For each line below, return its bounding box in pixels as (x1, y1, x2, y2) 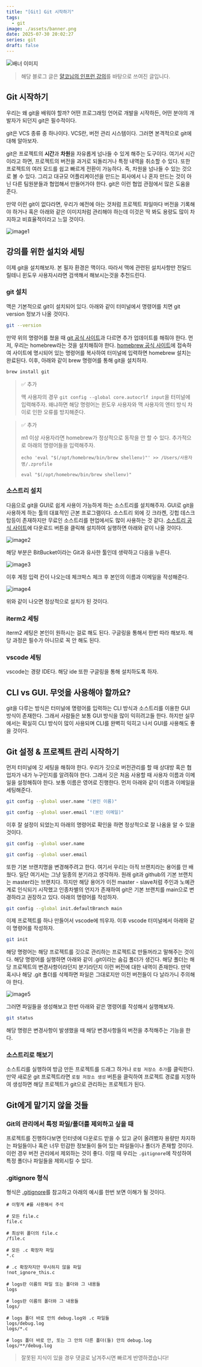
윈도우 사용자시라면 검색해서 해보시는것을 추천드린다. (22, 271, 146, 278)
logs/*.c (6, 1326, 28, 1332)
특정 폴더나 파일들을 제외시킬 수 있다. (6, 1157, 93, 1165)
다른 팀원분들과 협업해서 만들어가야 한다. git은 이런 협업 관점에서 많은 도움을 (12, 180, 191, 187)
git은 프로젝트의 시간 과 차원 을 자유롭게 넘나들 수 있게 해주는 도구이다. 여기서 (6, 150, 185, 157)
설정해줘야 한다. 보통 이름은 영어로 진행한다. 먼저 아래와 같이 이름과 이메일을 (17, 779, 195, 786)
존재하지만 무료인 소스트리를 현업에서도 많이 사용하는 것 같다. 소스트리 (22, 517, 186, 524)
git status (6, 1015, 34, 1021)
